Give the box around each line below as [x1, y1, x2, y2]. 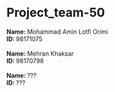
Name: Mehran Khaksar [6, 49, 74, 58]
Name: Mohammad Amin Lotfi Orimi [6, 27, 108, 36]
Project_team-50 [6, 5, 105, 21]
